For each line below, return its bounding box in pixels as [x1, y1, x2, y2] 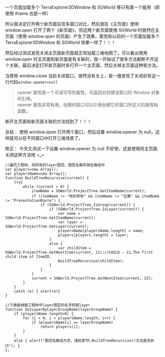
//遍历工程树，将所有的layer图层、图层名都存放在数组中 [5, 162, 105, 167]
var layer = [58, 220, 83, 225]
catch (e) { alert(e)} [14, 289, 61, 294]
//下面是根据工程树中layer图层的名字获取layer [5, 303, 91, 308]
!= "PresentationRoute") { [5, 198, 61, 203]
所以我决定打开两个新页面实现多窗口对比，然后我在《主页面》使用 [5, 21, 139, 27]
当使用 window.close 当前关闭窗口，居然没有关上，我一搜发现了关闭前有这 [5, 73, 156, 79]
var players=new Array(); [5, 167, 58, 172]
